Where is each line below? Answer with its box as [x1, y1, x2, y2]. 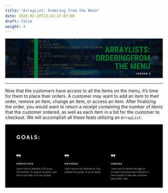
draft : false [5, 19, 32, 24]
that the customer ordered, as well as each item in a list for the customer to [5, 109, 160, 115]
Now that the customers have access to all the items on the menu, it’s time [5, 88, 158, 94]
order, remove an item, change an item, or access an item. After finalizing [5, 98, 156, 105]
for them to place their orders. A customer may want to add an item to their [5, 93, 159, 99]
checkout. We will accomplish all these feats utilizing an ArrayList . [5, 114, 142, 120]
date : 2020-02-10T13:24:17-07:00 [5, 13, 75, 19]
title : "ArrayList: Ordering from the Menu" [5, 8, 99, 13]
